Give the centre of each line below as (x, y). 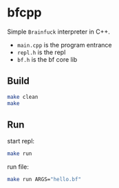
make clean (23, 97)
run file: (18, 167)
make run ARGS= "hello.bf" (44, 180)
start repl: (21, 141)
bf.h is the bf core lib (47, 59)
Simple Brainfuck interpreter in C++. (58, 32)
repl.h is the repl (41, 52)
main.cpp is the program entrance (64, 45)
